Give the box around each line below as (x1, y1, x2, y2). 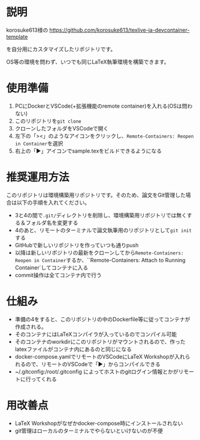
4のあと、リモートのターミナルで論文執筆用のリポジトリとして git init (14, 226, 192, 233)
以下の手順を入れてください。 (16, 199, 90, 206)
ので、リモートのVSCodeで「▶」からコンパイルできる (25, 360, 160, 368)
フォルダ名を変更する (25, 219, 78, 226)
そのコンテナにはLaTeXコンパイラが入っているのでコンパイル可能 (14, 330, 177, 338)
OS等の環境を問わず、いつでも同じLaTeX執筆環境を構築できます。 (6, 58, 169, 65)
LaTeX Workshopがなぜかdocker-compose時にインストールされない (14, 420, 183, 427)
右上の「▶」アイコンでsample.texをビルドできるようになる (14, 147, 162, 154)
